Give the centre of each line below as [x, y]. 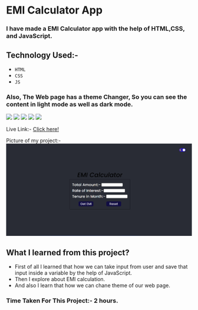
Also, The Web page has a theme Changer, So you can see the [97, 96]
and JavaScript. [29, 36]
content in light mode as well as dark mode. [70, 104]
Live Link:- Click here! [32, 129]
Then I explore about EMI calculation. [60, 279]
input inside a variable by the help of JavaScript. [73, 273]
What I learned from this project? [68, 253]
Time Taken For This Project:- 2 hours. [62, 301]
